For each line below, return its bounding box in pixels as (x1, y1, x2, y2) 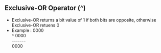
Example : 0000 (11, 27, 44, 33)
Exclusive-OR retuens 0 (11, 22, 60, 28)
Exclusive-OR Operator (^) (4, 4, 86, 12)
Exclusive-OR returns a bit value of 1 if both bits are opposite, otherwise (11, 17, 157, 23)
